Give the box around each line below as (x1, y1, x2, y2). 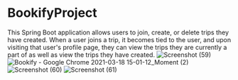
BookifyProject (7, 5, 97, 21)
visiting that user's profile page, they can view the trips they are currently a (7, 43, 227, 51)
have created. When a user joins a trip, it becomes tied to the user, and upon (7, 35, 232, 44)
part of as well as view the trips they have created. (7, 51, 155, 59)
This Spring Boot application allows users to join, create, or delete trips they (7, 28, 229, 36)
